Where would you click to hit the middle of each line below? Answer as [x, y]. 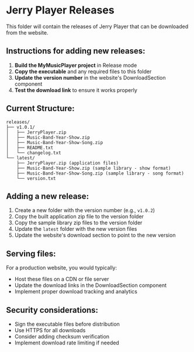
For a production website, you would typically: [62, 268]
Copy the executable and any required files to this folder [83, 71]
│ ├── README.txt [30, 148]
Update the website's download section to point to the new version [95, 235]
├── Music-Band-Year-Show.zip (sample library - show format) [94, 168]
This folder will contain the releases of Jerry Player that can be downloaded [97, 26]
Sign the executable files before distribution [67, 324]
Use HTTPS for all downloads [50, 330]
